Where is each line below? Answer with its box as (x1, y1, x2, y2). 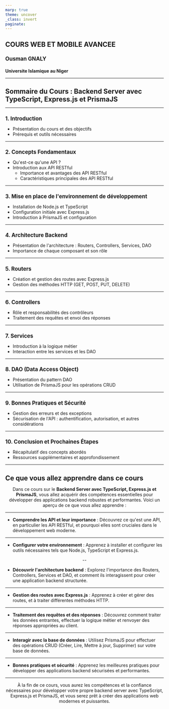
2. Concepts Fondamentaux (5, 149, 76, 156)
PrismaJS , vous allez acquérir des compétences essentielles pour (16, 491, 153, 497)
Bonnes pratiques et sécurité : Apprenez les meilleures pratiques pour (12, 662, 160, 668)
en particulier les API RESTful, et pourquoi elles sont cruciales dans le (12, 522, 157, 528)
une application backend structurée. (12, 577, 88, 584)
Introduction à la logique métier (12, 343, 77, 349)
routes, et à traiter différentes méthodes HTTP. (12, 597, 110, 603)
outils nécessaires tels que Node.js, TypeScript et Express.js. (12, 547, 139, 553)
